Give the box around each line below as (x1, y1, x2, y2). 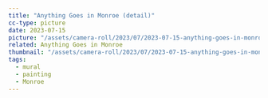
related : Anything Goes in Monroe (8, 41, 124, 49)
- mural (15, 63, 41, 71)
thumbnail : (8, 48, 45, 56)
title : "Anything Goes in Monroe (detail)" (8, 11, 156, 20)
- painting (15, 70, 52, 78)
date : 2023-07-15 (8, 26, 66, 34)
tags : (8, 56, 26, 64)
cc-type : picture (8, 19, 66, 27)
